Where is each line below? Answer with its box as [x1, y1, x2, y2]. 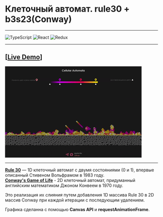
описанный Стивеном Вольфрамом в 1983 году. [5, 172, 105, 178]
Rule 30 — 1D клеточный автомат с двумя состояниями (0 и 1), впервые [5, 167, 154, 173]
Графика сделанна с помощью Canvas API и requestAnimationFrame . [5, 206, 150, 212]
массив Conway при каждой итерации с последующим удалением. [5, 197, 145, 203]
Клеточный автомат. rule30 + [5, 3, 130, 15]
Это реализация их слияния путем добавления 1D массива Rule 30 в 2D [5, 192, 154, 198]
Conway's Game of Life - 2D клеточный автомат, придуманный [5, 177, 136, 183]
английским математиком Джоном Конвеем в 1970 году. [5, 182, 124, 188]
